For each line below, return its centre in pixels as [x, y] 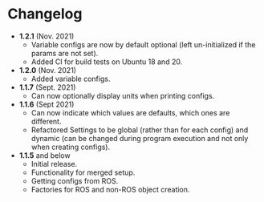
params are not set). [65, 53]
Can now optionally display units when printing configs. [123, 95]
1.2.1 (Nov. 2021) [47, 36]
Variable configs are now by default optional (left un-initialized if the [143, 44]
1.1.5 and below [45, 155]
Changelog [45, 14]
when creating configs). [71, 147]
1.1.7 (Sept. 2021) [47, 87]
